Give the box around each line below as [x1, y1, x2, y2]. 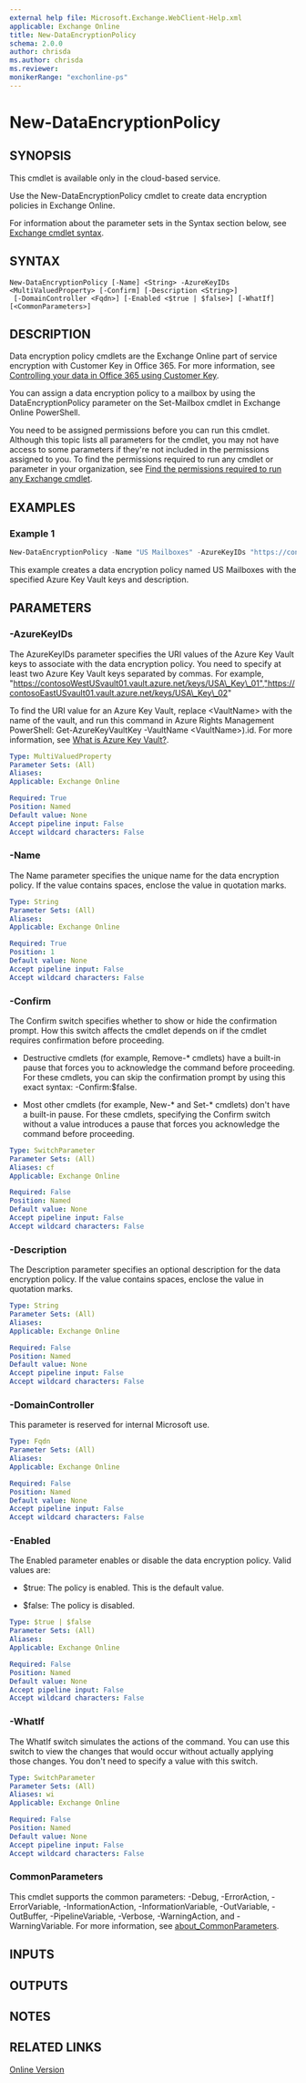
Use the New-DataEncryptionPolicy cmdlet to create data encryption [9, 190, 267, 201]
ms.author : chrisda [9, 56, 84, 65]
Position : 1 [9, 948, 55, 957]
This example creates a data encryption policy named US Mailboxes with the [9, 564, 297, 575]
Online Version [9, 2064, 65, 2075]
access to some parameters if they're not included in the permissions [9, 444, 270, 455]
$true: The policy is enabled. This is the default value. [22, 1582, 225, 1593]
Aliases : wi [9, 1790, 55, 1799]
